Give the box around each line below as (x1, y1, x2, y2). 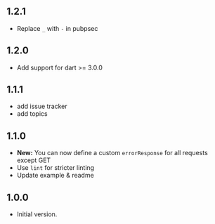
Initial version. (16, 210, 58, 218)
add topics (16, 110, 48, 118)
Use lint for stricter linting (16, 164, 95, 172)
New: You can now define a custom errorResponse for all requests (16, 149, 208, 157)
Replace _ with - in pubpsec (16, 24, 98, 32)
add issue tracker (16, 102, 67, 111)
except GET (16, 156, 51, 164)
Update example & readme (16, 171, 94, 180)
